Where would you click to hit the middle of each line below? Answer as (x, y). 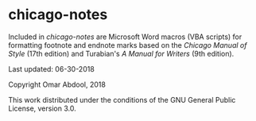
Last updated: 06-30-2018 (52, 68)
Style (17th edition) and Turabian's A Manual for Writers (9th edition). (121, 53)
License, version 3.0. (43, 108)
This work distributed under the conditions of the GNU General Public (122, 100)
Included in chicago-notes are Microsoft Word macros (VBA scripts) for (125, 37)
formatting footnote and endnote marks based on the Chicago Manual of (128, 45)
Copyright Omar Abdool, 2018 (57, 84)
